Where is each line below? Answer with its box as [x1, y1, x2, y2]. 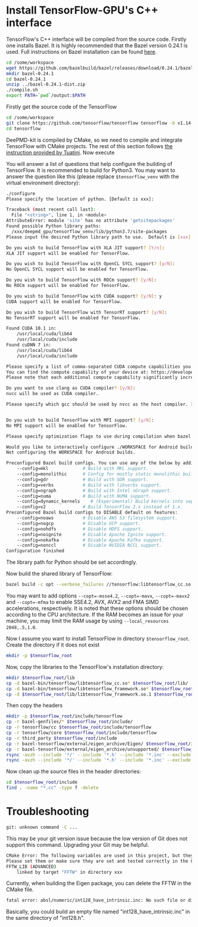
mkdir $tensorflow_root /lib [6, 674, 75, 681]
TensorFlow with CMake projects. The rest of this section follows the [6, 142, 173, 149]
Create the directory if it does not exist [6, 641, 100, 648]
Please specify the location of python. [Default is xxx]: [6, 196, 154, 202]
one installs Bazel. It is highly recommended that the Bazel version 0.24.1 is [6, 42, 188, 49]
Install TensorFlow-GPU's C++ [6, 4, 159, 17]
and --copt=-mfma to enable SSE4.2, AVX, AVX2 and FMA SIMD [6, 599, 159, 606]
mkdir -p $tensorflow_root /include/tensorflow [6, 713, 123, 719]
